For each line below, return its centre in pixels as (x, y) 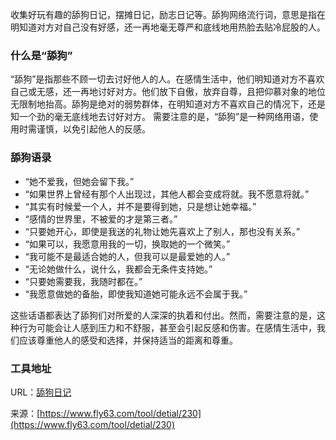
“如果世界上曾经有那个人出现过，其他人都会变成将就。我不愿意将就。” (167, 194)
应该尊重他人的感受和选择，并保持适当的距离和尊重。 (128, 340)
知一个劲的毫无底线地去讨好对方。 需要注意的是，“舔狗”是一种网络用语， (160, 117)
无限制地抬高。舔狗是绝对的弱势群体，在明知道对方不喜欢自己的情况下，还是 (168, 104)
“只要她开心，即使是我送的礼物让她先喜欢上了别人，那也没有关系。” (162, 231)
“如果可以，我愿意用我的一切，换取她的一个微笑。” (127, 244)
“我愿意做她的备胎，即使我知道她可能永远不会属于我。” (136, 294)
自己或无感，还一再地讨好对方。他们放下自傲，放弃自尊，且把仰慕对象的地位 (168, 92)
